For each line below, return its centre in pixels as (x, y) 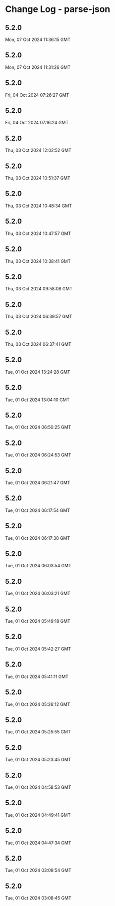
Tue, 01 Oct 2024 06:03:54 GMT (38, 566)
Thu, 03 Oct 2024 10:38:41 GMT (38, 261)
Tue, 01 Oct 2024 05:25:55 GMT (38, 732)
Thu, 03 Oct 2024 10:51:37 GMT (38, 178)
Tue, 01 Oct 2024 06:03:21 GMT (38, 593)
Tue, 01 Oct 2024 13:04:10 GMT (37, 400)
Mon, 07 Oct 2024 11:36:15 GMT (38, 39)
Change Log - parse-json (58, 9)
